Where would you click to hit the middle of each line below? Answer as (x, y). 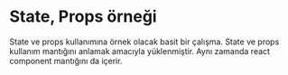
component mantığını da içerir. (66, 61)
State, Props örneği (83, 17)
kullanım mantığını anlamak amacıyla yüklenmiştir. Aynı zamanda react (140, 51)
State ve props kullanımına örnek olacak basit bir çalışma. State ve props (144, 42)
